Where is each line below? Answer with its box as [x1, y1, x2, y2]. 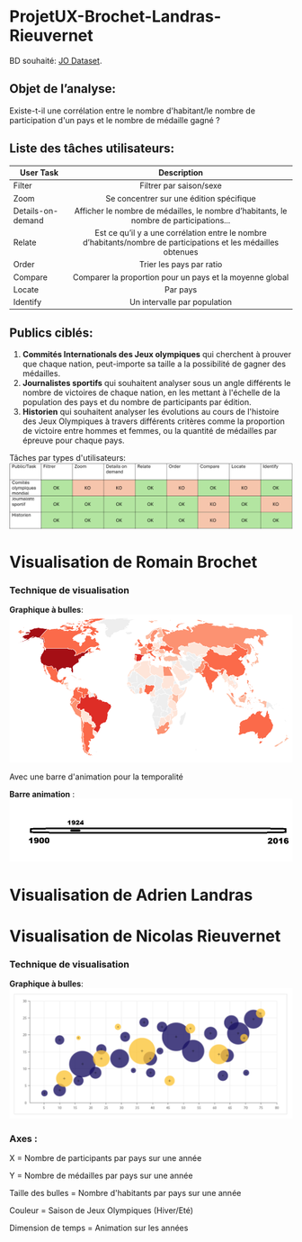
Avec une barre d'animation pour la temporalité [9, 771, 184, 782]
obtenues [163, 247, 199, 257]
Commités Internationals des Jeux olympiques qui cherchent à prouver [22, 349, 292, 360]
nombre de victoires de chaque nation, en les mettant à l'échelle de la [22, 387, 280, 398]
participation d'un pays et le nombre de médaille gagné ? [9, 114, 220, 125]
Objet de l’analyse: [9, 81, 117, 96]
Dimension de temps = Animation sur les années [9, 1222, 189, 1234]
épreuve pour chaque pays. [22, 435, 125, 446]
